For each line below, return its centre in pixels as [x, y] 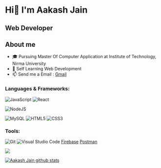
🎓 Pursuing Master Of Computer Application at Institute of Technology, [84, 57]
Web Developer [29, 28]
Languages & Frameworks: [37, 89]
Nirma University [29, 63]
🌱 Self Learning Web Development [47, 69]
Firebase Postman [79, 142]
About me [20, 44]
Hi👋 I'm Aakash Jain [46, 10]
